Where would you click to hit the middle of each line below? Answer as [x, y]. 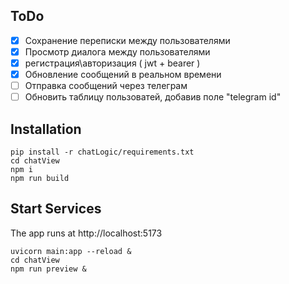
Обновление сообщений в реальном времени [123, 74]
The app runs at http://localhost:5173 [86, 233]
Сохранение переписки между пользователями [127, 40]
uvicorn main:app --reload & [71, 251]
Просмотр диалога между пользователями [117, 51]
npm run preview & [48, 269]
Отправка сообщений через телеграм [106, 86]
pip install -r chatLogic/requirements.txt [102, 152]
